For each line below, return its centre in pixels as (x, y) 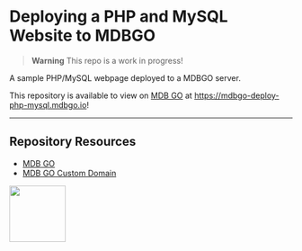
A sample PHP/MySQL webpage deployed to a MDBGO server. (125, 77)
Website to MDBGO (82, 36)
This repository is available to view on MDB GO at (101, 95)
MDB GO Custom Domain (69, 173)
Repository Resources (73, 142)
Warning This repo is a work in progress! (107, 60)
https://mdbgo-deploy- (237, 95)
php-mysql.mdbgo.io (48, 104)
